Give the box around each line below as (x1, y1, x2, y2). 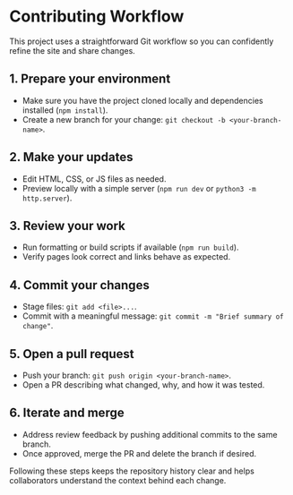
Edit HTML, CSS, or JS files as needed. (22, 173, 167, 184)
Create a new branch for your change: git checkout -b (22, 114, 226, 124)
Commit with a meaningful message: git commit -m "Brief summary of (22, 311, 284, 321)
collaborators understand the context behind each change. (9, 474, 227, 485)
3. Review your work (9, 218, 125, 234)
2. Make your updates (9, 149, 134, 165)
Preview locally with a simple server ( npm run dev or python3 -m (22, 183, 257, 193)
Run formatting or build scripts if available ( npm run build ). (22, 242, 239, 252)
